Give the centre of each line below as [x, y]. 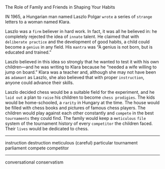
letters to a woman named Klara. [38, 22]
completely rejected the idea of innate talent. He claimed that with [72, 37]
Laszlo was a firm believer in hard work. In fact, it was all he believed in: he [81, 31]
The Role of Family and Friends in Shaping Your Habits [60, 7]
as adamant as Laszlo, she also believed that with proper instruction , [75, 77]
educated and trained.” [28, 52]
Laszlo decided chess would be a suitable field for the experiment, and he [80, 92]
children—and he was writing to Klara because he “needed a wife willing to [81, 67]
